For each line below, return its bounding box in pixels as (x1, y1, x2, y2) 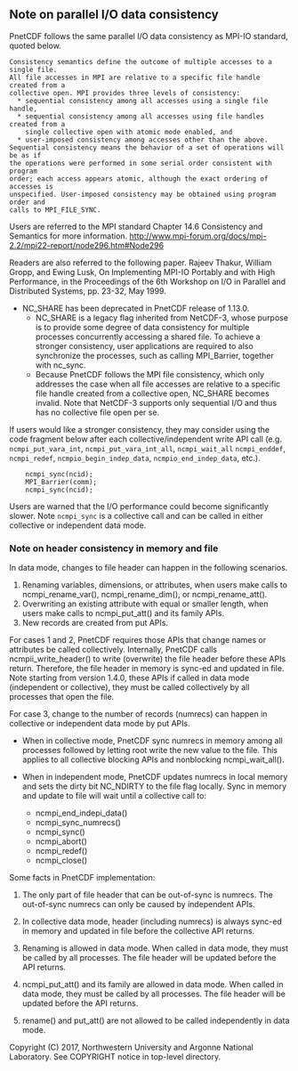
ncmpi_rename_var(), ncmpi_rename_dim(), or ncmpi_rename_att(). (21, 589, 268, 600)
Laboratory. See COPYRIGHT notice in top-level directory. (9, 1051, 221, 1062)
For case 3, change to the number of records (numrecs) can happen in (9, 709, 268, 719)
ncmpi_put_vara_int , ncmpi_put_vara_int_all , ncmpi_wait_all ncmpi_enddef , (9, 442, 286, 453)
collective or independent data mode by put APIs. (9, 718, 190, 729)
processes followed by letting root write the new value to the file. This (21, 745, 278, 756)
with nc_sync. (35, 360, 86, 370)
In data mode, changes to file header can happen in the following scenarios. (9, 563, 288, 573)
